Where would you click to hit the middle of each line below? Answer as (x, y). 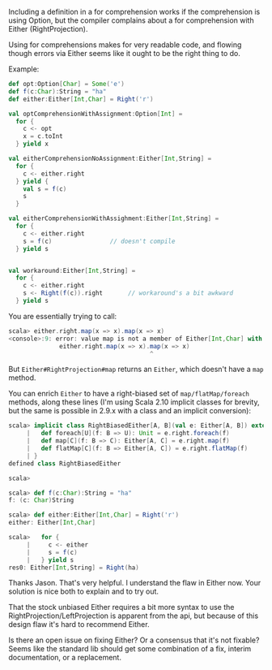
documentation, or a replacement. (65, 658)
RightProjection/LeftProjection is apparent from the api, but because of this (134, 616)
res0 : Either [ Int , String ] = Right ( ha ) (74, 568)
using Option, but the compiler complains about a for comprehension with (131, 20)
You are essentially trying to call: (63, 316)
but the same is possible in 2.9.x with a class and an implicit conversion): (130, 411)
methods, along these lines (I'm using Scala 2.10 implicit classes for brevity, (134, 402)
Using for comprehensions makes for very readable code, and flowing (125, 45)
